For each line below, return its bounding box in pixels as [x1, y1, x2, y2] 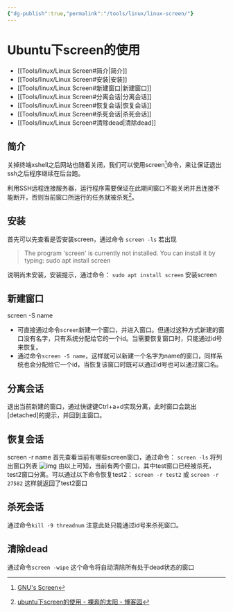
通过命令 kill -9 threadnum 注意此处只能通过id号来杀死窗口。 [7, 521, 182, 529]
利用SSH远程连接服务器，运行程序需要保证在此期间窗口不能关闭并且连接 [7, 184, 214, 193]
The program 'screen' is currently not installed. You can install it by [24, 249, 216, 257]
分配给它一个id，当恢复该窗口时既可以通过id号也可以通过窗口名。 [35, 360, 223, 369]
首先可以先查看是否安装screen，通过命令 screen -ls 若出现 [7, 235, 177, 243]
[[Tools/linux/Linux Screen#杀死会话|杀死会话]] [17, 110, 152, 118]
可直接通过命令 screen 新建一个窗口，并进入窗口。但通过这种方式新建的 [17, 326, 218, 334]
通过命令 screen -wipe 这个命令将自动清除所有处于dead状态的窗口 [7, 563, 195, 571]
